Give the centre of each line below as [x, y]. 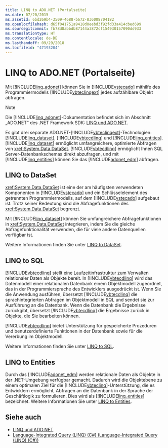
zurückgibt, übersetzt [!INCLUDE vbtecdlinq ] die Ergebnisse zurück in [77, 311]
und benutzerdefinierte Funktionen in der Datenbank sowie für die [74, 331]
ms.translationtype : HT [30, 33]
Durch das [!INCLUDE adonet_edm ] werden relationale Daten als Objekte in [83, 375]
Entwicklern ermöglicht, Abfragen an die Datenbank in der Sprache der [79, 390]
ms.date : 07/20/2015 [27, 15]
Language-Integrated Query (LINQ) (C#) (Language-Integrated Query [85, 435]
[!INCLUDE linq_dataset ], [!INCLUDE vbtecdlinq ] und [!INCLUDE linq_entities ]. [84, 138]
